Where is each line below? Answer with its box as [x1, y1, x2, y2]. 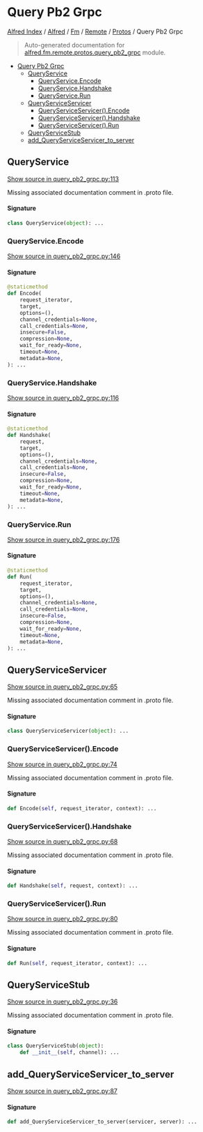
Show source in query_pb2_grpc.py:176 [7, 535, 120, 544]
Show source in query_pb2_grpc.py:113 [7, 174, 120, 183]
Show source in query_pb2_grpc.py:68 [7, 837, 118, 846]
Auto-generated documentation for [24, 40, 125, 49]
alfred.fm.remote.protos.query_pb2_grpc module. [24, 48, 166, 57]
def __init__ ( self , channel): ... [19, 1049, 120, 1056]
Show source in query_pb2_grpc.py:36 [7, 997, 118, 1006]
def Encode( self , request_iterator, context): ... [7, 805, 157, 812]
